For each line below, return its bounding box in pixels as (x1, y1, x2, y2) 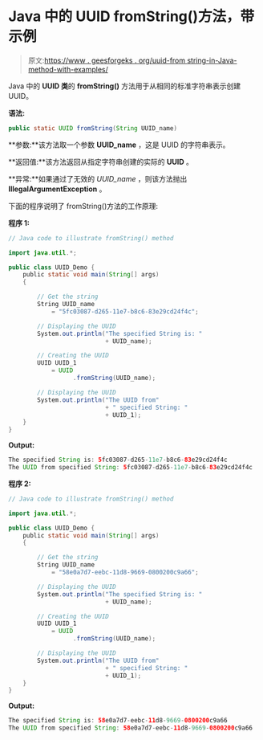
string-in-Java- (187, 55, 237, 65)
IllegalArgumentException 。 (8, 184, 107, 194)
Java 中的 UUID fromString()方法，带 (8, 7, 255, 26)
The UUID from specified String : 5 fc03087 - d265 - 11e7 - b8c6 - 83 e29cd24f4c (8, 464, 253, 472)
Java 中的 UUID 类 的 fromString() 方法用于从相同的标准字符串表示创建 (8, 81, 241, 91)
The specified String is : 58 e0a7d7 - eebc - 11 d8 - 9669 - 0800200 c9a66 (8, 717, 228, 725)
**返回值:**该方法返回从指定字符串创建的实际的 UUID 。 (8, 157, 194, 166)
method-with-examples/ (27, 64, 108, 74)
